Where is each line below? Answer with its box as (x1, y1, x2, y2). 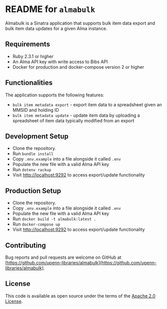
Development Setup (5, 132, 69, 140)
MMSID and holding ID (12, 107, 59, 113)
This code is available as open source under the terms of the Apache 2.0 (5, 292, 155, 299)
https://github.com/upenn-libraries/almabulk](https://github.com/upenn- (7, 260, 157, 265)
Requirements (5, 40, 50, 49)
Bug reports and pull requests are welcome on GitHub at (5, 254, 122, 260)
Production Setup (5, 187, 61, 195)
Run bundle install (12, 150, 54, 157)
